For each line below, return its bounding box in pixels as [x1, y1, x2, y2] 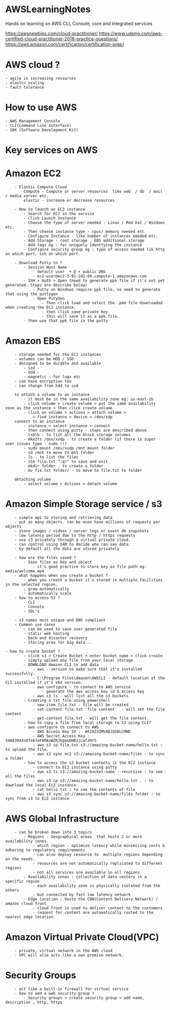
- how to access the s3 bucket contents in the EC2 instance [23, 760, 156, 765]
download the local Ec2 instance [5, 782, 76, 788]
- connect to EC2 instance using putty [32, 764, 117, 770]
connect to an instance [14, 419, 65, 424]
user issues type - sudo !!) [5, 441, 67, 446]
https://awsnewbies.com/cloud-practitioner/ [5, 30, 98, 36]
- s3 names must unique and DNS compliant [14, 618, 106, 623]
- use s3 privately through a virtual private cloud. [14, 537, 131, 542]
